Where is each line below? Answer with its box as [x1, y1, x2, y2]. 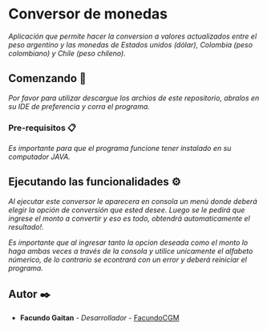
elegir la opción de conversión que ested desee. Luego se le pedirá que [8, 205, 245, 214]
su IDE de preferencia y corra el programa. [8, 101, 151, 111]
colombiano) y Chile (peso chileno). [8, 48, 126, 58]
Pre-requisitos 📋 [8, 122, 76, 133]
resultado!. [8, 222, 44, 231]
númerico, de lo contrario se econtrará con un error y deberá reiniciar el [8, 255, 247, 264]
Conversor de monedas [8, 5, 168, 23]
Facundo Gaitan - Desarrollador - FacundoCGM [19, 312, 180, 322]
